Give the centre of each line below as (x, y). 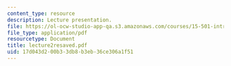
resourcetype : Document (41, 39)
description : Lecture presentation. (59, 20)
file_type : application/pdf (47, 33)
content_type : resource (41, 13)
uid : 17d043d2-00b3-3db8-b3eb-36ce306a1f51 (70, 52)
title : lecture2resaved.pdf (47, 45)
